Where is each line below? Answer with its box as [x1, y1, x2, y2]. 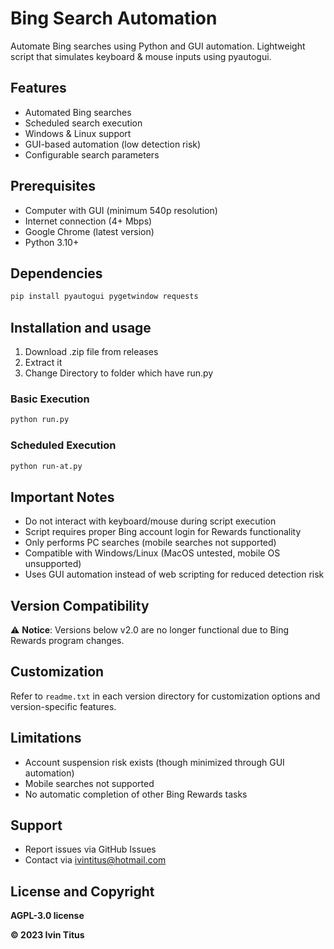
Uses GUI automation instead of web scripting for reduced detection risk [24, 568, 325, 581]
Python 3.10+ [24, 236, 80, 248]
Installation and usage [10, 319, 152, 336]
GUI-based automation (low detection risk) [24, 138, 202, 150]
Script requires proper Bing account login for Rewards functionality [24, 526, 302, 538]
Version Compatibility [10, 597, 150, 614]
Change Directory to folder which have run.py [24, 367, 214, 379]
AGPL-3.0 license [10, 910, 85, 922]
